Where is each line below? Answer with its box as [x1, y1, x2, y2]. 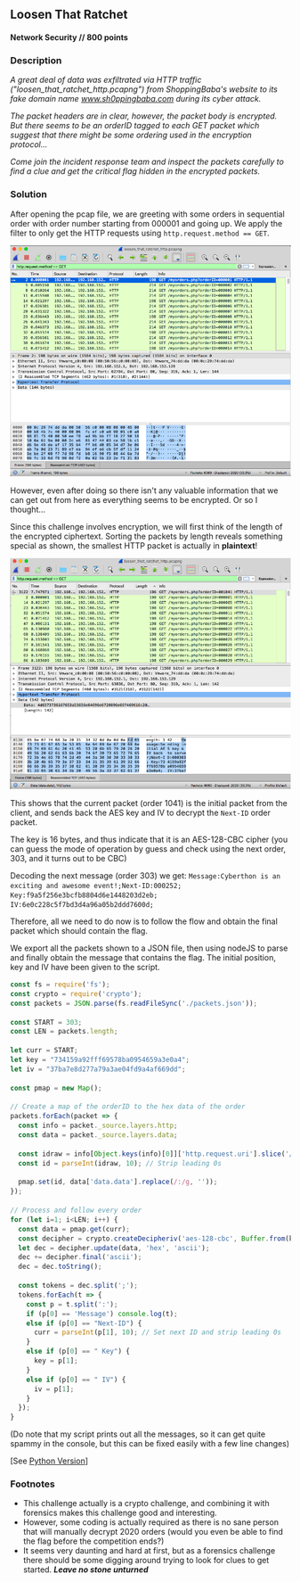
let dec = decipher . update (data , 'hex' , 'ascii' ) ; [18, 1243, 210, 1252]
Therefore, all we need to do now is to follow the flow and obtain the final [10, 916, 279, 927]
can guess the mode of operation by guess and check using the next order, [10, 844, 287, 854]
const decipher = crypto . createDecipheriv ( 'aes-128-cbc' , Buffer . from [18, 1234, 286, 1243]
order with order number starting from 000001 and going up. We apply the [10, 218, 283, 228]
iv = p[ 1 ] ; [33, 1384, 75, 1394]
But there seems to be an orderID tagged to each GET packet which [10, 120, 260, 131]
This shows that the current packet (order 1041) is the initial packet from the [10, 798, 288, 809]
